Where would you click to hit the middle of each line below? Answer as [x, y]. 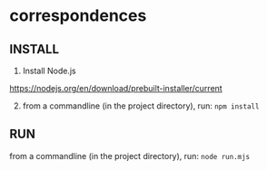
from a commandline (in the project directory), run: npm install [141, 106]
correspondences [78, 16]
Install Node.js [49, 71]
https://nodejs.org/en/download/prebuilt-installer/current [116, 88]
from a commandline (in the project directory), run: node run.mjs [130, 156]
